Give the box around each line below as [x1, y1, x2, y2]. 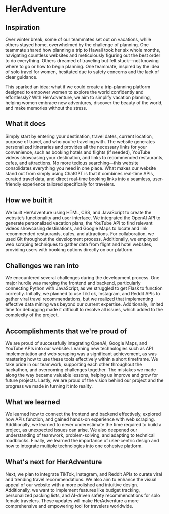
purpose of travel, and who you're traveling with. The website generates [5, 138, 155, 144]
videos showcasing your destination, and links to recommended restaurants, [5, 154, 164, 160]
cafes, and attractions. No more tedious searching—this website [5, 160, 139, 166]
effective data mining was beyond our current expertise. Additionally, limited [5, 301, 164, 307]
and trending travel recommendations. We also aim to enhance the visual [5, 476, 157, 482]
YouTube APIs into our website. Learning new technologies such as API [5, 346, 153, 352]
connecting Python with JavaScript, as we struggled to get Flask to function [5, 285, 163, 291]
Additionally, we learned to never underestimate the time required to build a [5, 422, 162, 428]
